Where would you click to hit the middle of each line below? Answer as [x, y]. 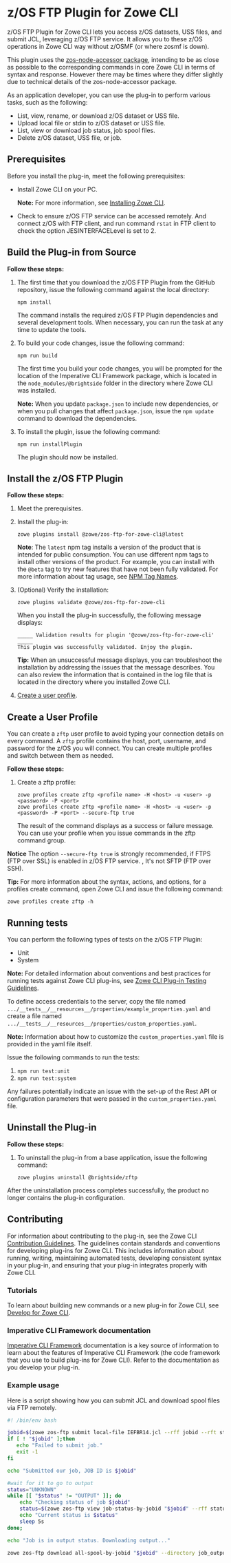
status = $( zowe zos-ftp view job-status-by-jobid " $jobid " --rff [113, 1509]
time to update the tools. [52, 329]
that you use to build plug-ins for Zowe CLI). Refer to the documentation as [113, 1360]
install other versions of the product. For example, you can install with [115, 562]
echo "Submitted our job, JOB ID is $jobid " [72, 1471]
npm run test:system [46, 1079]
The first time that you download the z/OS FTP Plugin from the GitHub [116, 282]
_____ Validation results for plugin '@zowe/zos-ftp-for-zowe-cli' [115, 635]
